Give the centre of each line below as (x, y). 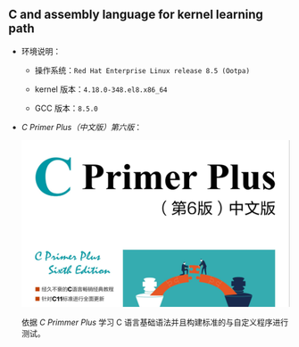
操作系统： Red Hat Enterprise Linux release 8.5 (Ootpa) (142, 70)
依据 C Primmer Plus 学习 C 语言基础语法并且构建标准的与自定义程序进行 (155, 322)
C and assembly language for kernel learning (136, 15)
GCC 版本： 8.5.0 (66, 108)
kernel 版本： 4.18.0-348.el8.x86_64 (101, 89)
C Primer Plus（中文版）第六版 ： (82, 127)
